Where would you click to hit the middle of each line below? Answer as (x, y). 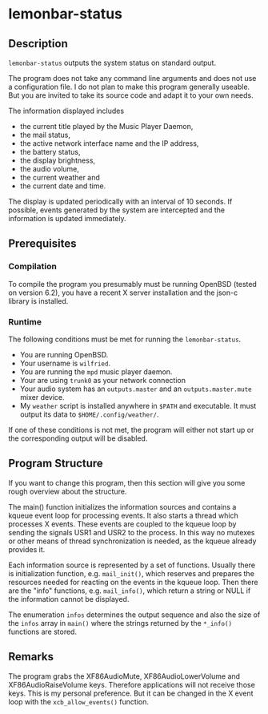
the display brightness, (58, 160)
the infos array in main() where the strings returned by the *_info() (120, 623)
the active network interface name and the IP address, (109, 143)
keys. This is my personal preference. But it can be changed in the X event (131, 693)
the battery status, (50, 152)
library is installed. (38, 301)
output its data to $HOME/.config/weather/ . (89, 414)
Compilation (33, 267)
